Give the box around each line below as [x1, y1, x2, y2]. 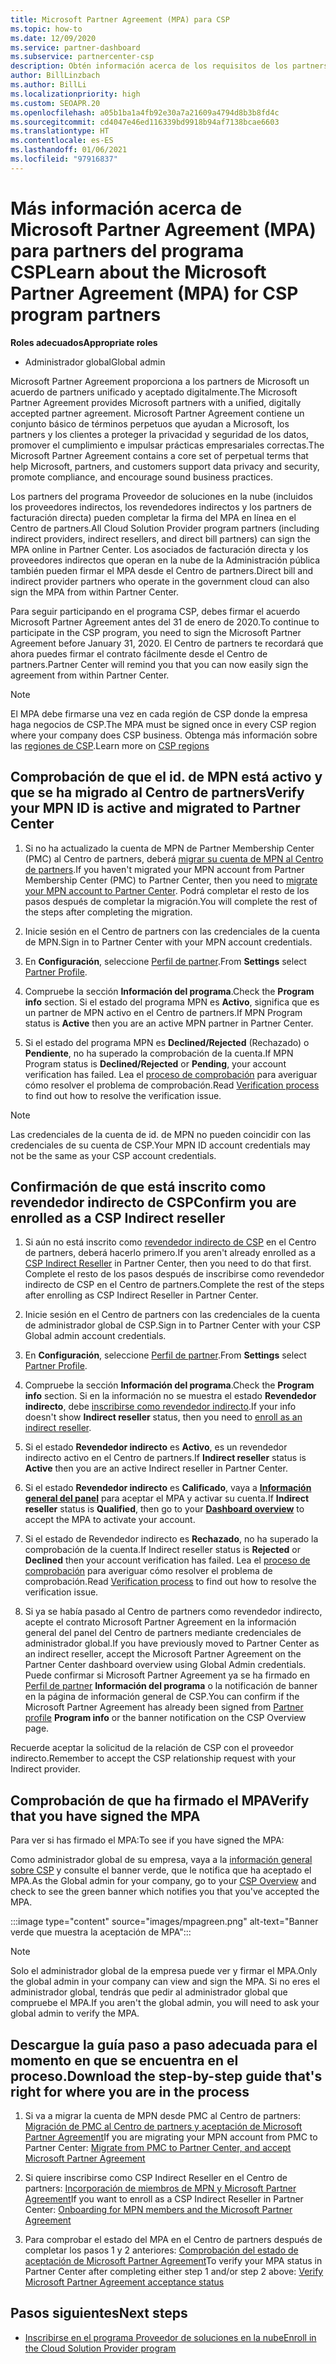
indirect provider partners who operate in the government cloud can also [10, 575, 310, 587]
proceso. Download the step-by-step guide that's [10, 2067, 323, 2085]
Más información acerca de [10, 197, 243, 220]
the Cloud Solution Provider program [24, 2342, 177, 2354]
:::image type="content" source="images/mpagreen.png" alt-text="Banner [10, 1916, 319, 1928]
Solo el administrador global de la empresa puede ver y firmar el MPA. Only [10, 1965, 318, 1977]
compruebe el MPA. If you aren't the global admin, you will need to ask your [10, 1997, 320, 2009]
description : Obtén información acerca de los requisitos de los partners [10, 61, 329, 71]
